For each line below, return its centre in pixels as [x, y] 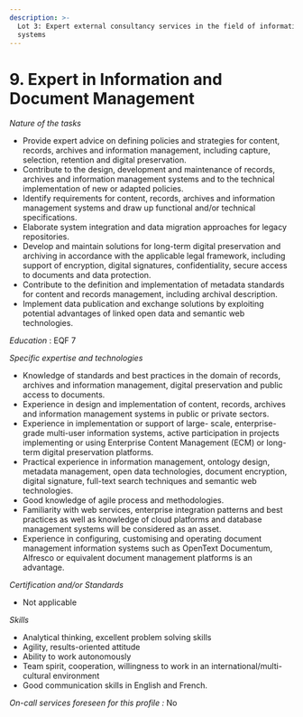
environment [76, 676]
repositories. [46, 237]
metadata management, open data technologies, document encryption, [155, 471]
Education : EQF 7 [43, 340]
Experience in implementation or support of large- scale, [127, 424]
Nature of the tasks [45, 124]
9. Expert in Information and [116, 79]
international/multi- [247, 666]
